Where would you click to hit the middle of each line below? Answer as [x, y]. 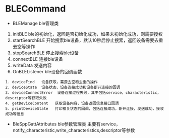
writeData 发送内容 [32, 65]
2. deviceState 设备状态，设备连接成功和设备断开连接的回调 [63, 87]
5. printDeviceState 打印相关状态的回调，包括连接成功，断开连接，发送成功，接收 [84, 108]
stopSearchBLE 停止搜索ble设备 [46, 53]
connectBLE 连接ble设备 [38, 59]
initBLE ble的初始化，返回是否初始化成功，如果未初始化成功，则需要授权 [88, 34]
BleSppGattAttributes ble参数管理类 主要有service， [66, 124]
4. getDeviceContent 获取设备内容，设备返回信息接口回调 [62, 103]
